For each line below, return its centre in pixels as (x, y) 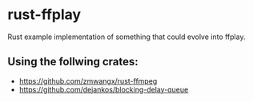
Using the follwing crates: (73, 62)
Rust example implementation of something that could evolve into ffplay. (127, 37)
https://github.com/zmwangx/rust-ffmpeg (88, 80)
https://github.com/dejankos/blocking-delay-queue (104, 89)
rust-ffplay (44, 15)
